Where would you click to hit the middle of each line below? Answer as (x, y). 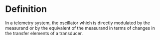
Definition (26, 9)
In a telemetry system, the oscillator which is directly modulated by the (78, 23)
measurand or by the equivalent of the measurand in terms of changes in (80, 28)
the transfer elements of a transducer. (44, 33)
